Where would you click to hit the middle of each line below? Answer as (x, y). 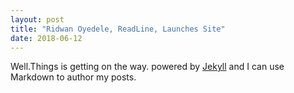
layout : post (37, 19)
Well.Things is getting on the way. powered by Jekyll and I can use (147, 67)
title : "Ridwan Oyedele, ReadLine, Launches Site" (118, 29)
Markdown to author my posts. (73, 77)
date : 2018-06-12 (46, 38)
